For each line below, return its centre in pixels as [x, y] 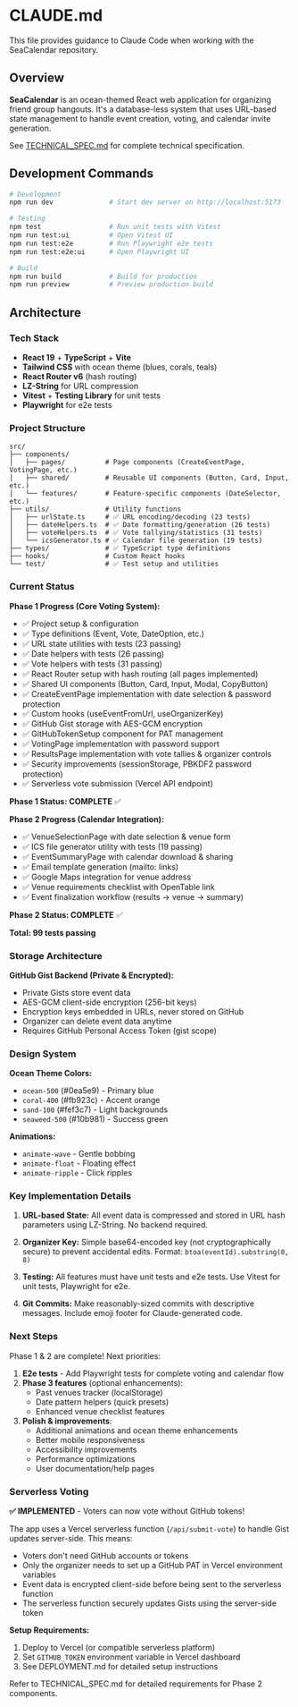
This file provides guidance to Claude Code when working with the [132, 40]
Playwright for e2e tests [67, 405]
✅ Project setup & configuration [80, 624]
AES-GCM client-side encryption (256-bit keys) [110, 1002]
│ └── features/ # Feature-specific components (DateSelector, [145, 494]
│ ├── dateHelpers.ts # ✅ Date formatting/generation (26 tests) [140, 525]
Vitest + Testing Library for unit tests [91, 395]
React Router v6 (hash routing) [79, 376]
